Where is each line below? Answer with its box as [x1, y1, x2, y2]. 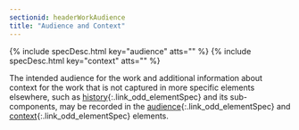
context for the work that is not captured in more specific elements [9, 82, 255, 93]
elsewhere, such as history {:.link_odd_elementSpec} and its [9, 91, 228, 102]
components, [9, 101, 58, 111]
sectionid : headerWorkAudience [9, 12, 126, 22]
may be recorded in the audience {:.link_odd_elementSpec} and [59, 101, 291, 111]
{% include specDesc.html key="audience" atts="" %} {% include [9, 45, 252, 56]
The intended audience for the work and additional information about [9, 72, 263, 83]
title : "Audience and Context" [9, 21, 126, 30]
